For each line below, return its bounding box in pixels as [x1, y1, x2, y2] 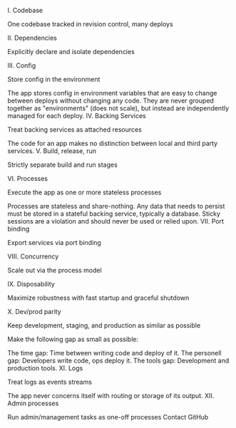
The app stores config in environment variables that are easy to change [7, 89, 217, 97]
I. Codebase [7, 6, 43, 14]
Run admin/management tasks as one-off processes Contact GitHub [7, 413, 209, 421]
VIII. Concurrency [7, 252, 59, 261]
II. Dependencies [7, 33, 57, 42]
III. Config [7, 61, 36, 70]
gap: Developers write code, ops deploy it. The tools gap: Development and [7, 356, 230, 365]
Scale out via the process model [7, 266, 102, 274]
